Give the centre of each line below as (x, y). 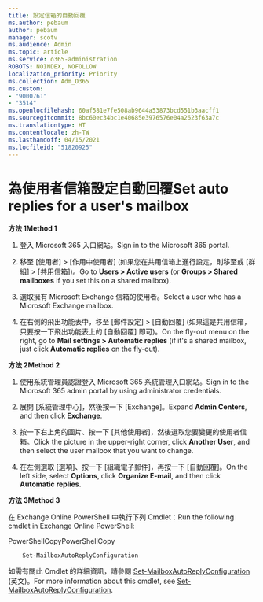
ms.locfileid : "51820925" (50, 147)
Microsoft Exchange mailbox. (66, 306)
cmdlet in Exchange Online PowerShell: (71, 526)
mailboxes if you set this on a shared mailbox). (95, 281)
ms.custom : (26, 89)
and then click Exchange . (61, 416)
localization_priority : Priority (63, 74)
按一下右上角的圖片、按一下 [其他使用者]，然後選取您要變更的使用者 (130, 432)
